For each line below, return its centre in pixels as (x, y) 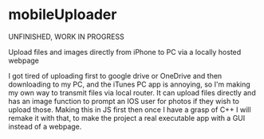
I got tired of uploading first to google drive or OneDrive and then (115, 75)
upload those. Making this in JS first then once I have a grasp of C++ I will (130, 110)
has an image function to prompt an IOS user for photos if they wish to (124, 101)
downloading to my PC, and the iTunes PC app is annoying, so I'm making (130, 84)
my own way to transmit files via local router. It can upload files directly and (132, 92)
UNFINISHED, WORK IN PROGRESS (67, 37)
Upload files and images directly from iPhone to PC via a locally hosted (125, 52)
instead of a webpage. (45, 126)
